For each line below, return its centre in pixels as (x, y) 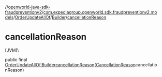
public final (16, 60)
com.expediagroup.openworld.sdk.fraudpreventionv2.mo (100, 12)
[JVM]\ (12, 50)
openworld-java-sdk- (29, 7)
